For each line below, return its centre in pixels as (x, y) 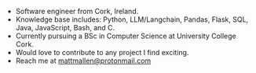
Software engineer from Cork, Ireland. (77, 11)
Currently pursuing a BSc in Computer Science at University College (126, 36)
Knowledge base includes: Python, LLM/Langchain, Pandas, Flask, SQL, (132, 19)
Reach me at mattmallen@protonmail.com (83, 61)
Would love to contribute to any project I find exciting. (102, 52)
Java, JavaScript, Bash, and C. (65, 28)
